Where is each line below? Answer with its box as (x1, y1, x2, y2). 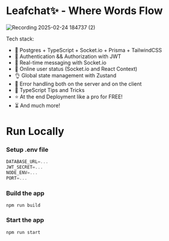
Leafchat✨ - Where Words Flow (6, 4, 163, 18)
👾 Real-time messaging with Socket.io (14, 59, 107, 66)
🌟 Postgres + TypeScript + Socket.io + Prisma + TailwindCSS (14, 46, 163, 53)
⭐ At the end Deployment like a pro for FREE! (14, 93, 123, 100)
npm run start (6, 229, 41, 235)
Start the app (6, 216, 45, 224)
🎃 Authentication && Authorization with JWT (14, 53, 121, 60)
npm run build (6, 202, 41, 209)
